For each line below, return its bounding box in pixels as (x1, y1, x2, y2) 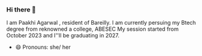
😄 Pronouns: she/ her (15, 43, 71, 51)
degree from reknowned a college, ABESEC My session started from (6, 25, 179, 33)
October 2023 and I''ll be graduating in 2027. (6, 32, 120, 39)
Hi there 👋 (6, 5, 37, 14)
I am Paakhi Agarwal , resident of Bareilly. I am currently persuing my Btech (6, 19, 196, 26)
